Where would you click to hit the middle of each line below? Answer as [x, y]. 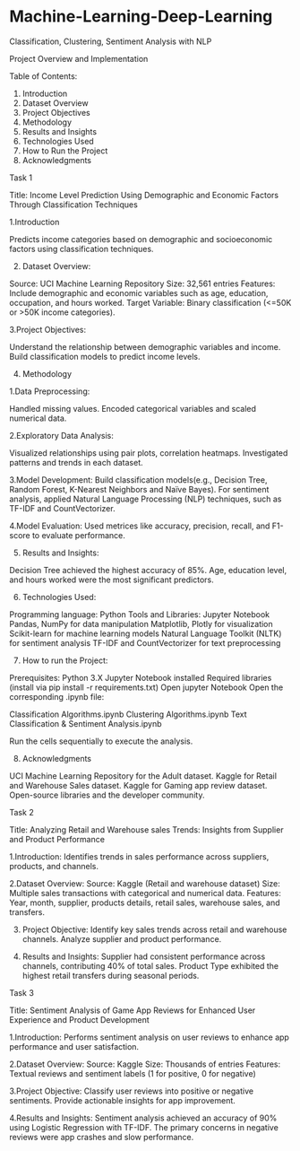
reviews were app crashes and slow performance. [102, 1137]
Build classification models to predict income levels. [105, 356]
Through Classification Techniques [74, 205]
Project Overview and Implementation [79, 58]
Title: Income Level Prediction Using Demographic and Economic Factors [144, 195]
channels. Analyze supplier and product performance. [122, 938]
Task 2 [21, 812]
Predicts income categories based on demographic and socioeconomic [141, 239]
